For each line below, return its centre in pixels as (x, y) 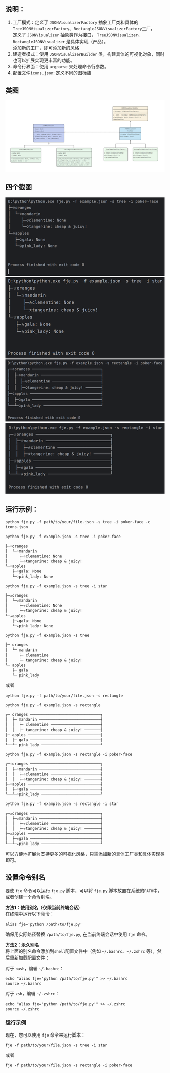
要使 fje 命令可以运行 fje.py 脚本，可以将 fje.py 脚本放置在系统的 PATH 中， (84, 891)
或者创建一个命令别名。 (30, 897)
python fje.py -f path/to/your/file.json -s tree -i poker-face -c (78, 522)
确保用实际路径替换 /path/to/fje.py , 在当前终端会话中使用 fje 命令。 (78, 934)
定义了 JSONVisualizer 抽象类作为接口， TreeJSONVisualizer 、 (77, 35)
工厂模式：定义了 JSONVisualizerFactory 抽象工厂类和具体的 (75, 22)
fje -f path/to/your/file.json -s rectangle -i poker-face (69, 1065)
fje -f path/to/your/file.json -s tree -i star (56, 1045)
